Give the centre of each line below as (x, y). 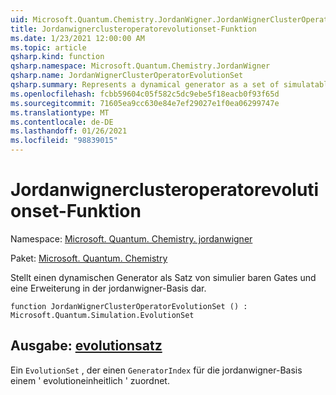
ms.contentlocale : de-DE (62, 122)
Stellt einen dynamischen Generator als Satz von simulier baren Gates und (163, 277)
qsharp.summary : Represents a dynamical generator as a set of (145, 85)
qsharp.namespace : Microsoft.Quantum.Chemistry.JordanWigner (140, 66)
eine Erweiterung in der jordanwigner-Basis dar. (108, 288)
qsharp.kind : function (57, 57)
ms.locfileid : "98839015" (64, 141)
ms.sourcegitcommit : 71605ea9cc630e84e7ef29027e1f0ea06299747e (145, 103)
